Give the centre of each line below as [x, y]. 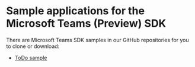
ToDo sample [31, 58]
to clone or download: [33, 46]
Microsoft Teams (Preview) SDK [86, 23]
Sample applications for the [76, 11]
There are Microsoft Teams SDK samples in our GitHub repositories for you [97, 40]
